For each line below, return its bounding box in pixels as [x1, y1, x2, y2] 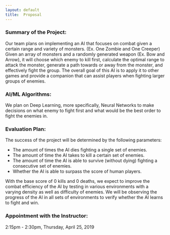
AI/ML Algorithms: [5, 91, 52, 98]
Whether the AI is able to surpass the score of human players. [12, 168, 142, 175]
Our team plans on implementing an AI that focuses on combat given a [5, 40, 152, 46]
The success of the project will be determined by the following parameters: [5, 137, 162, 143]
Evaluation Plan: [5, 126, 46, 133]
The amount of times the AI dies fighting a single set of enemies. [12, 147, 148, 153]
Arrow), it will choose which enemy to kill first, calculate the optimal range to [5, 56, 164, 62]
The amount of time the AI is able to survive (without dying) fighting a [12, 158, 158, 164]
